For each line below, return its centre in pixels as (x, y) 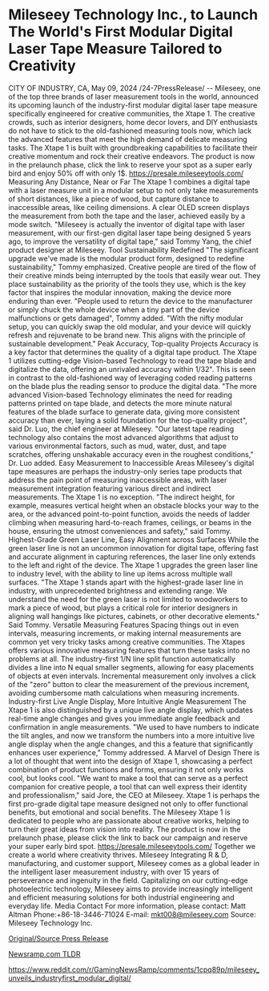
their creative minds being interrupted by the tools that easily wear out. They (134, 275)
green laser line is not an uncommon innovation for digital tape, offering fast (133, 548)
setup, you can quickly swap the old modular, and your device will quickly (130, 326)
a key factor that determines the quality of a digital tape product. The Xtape (133, 352)
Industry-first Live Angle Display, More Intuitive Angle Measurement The (127, 701)
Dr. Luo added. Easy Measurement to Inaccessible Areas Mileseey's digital (131, 463)
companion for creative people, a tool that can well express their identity (128, 787)
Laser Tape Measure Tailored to (115, 49)
